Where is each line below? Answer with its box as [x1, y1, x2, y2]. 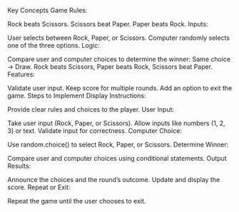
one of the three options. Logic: [7, 41, 100, 49]
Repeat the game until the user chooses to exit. [7, 197, 146, 205]
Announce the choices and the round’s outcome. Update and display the [7, 176, 220, 184]
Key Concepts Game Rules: [7, 6, 88, 14]
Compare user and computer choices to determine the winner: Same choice [7, 55, 230, 63]
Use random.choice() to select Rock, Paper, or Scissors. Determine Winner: [7, 140, 229, 149]
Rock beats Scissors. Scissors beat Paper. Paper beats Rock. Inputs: [7, 20, 208, 28]
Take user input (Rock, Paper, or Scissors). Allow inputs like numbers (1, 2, [7, 119, 226, 127]
